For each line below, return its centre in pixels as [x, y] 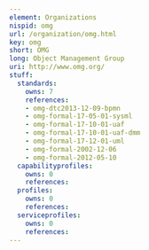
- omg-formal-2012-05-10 [71, 157]
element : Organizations [53, 17]
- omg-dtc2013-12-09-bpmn [73, 108]
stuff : [21, 75]
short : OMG [29, 51]
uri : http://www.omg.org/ [57, 67]
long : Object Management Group [67, 59]
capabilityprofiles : [55, 166]
